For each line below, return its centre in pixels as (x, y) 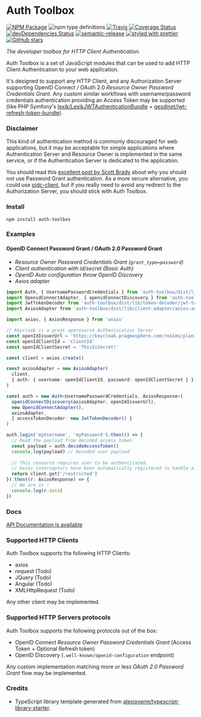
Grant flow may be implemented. (47, 673)
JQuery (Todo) (33, 578)
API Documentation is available (44, 525)
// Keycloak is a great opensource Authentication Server (80, 330)
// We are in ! (31, 485)
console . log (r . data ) (37, 490)
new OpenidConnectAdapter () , (48, 407)
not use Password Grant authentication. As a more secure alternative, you (97, 179)
